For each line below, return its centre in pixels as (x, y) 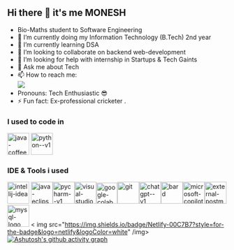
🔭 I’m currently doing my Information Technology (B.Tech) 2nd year (114, 37)
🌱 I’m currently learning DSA (58, 44)
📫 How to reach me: (47, 75)
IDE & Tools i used (38, 170)
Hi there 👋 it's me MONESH (67, 13)
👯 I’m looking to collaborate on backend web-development (102, 52)
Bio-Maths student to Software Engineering (80, 29)
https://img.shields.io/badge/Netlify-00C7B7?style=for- (145, 225)
